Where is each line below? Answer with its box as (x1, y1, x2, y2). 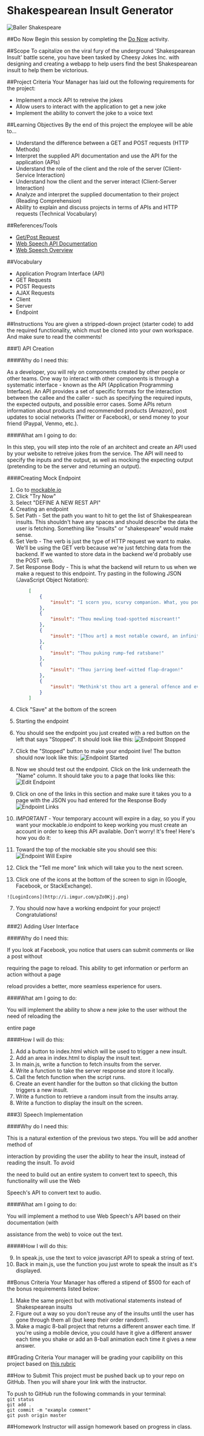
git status (7, 1397, 35, 1403)
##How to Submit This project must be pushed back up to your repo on (7, 1372, 185, 1379)
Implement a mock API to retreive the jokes (15, 96, 123, 104)
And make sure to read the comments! (7, 333, 102, 340)
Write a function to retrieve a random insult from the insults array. (15, 1093, 179, 1100)
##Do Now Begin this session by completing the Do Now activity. (7, 35, 169, 42)
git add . (7, 1402, 32, 1408)
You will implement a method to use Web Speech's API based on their (7, 1212, 181, 1220)
